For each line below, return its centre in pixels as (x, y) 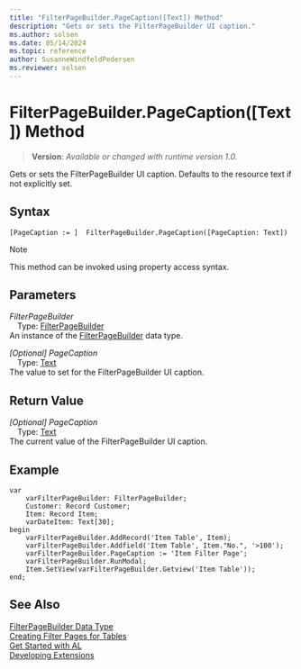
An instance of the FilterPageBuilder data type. (96, 336)
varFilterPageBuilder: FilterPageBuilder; (106, 499)
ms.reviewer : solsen (48, 68)
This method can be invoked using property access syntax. (119, 267)
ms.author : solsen (44, 34)
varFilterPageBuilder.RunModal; (86, 562)
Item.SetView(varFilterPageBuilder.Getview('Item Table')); (141, 570)
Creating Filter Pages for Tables (68, 636)
